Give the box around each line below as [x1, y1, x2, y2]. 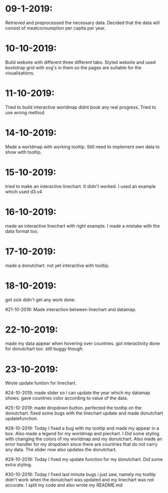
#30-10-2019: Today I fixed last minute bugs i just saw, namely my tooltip [5, 471, 156, 477]
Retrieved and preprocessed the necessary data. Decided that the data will [5, 20, 160, 26]
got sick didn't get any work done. [5, 297, 76, 303]
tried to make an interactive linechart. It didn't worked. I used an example [5, 183, 156, 189]
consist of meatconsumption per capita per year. [5, 25, 106, 31]
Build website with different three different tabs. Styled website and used [5, 59, 156, 65]
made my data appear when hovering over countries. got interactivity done [5, 340, 160, 347]
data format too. [5, 228, 39, 234]
